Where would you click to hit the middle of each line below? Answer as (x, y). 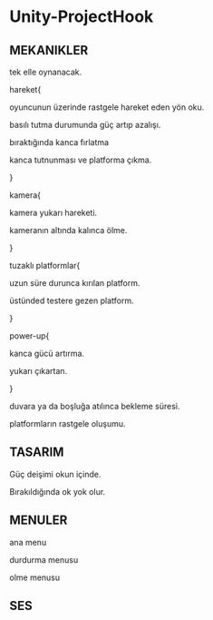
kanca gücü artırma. (47, 353)
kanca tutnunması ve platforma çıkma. (81, 160)
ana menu (28, 542)
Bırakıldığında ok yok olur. (58, 491)
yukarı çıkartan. (39, 371)
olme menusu (35, 577)
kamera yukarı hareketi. (53, 212)
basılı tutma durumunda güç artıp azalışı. (85, 125)
